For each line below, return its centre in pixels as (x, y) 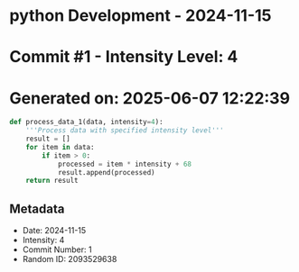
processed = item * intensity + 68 (125, 164)
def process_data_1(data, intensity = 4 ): (87, 122)
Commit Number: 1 (57, 249)
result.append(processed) (106, 172)
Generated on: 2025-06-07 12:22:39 (150, 98)
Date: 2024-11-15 (54, 231)
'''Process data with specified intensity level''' (125, 131)
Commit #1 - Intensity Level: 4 (124, 57)
